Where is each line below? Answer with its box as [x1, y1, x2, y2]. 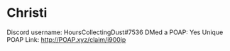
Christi [6, 5, 48, 21]
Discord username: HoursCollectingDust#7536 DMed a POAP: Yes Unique [6, 28, 224, 36]
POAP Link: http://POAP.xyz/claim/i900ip [6, 35, 126, 43]
